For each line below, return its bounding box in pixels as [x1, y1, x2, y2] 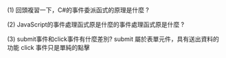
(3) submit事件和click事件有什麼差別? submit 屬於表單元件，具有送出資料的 [7, 35, 220, 43]
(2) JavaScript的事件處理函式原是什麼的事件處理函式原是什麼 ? [7, 20, 185, 29]
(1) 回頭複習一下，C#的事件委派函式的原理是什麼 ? [7, 6, 150, 14]
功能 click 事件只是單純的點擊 [7, 44, 91, 51]
